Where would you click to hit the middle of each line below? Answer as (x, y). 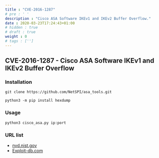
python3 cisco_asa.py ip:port (36, 123)
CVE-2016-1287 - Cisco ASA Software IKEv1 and (80, 61)
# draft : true (20, 32)
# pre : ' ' (17, 14)
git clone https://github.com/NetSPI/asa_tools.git (58, 92)
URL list (14, 135)
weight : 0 (16, 37)
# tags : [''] (19, 41)
